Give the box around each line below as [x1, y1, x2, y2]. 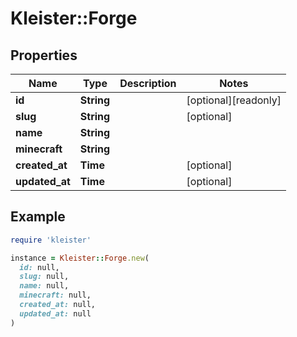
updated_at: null [19, 308, 92, 319]
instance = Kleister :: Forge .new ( [10, 253, 150, 263]
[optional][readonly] [186, 93, 282, 107]
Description [119, 77, 177, 90]
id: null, [19, 262, 60, 272]
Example [10, 208, 66, 226]
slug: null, [19, 272, 70, 282]
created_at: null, [19, 300, 97, 310]
